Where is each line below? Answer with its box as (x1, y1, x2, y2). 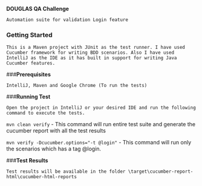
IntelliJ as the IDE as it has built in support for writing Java (6, 55, 177, 61)
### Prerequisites (6, 71, 51, 78)
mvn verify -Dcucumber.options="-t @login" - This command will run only (6, 139, 192, 146)
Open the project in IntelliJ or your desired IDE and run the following (6, 105, 197, 111)
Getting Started (6, 30, 53, 39)
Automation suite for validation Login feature (6, 17, 129, 23)
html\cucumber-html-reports (6, 174, 77, 180)
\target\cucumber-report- (128, 168, 194, 175)
